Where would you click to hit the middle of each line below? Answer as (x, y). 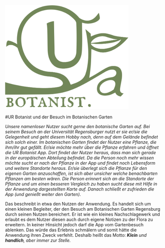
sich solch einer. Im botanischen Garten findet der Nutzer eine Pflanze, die (81, 142)
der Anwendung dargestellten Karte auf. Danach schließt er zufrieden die (80, 189)
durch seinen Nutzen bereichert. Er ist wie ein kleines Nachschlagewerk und (82, 214)
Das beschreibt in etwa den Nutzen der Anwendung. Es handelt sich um (78, 204)
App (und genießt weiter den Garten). (43, 194)
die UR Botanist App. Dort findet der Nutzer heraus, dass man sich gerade (81, 152)
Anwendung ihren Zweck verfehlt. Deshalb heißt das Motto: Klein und (76, 235)
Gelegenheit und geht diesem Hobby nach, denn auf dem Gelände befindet (82, 137)
